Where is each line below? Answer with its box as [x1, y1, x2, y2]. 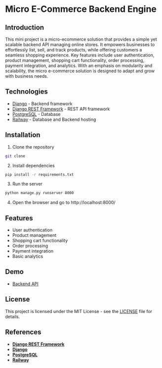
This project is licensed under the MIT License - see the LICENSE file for [5, 308, 152, 314]
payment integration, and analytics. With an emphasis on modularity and [5, 63, 153, 68]
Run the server [12, 181, 43, 187]
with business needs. [5, 73, 48, 79]
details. [5, 314, 20, 319]
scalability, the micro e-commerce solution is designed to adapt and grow [5, 68, 155, 74]
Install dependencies [12, 162, 55, 168]
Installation [5, 131, 40, 139]
